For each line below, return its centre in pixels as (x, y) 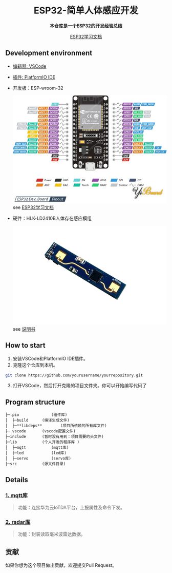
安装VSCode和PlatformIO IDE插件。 (50, 358)
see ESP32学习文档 (33, 207)
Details (17, 480)
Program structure (35, 402)
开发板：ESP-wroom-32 (38, 88)
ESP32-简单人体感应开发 (86, 11)
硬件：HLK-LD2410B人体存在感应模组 (52, 218)
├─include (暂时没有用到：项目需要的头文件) (55, 437)
